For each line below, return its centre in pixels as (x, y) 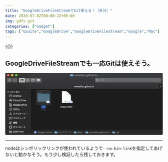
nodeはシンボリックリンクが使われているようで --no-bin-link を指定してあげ (84, 148)
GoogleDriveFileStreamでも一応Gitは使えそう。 (79, 63)
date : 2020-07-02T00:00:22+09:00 (40, 16)
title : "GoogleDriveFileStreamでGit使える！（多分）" (59, 10)
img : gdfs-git (20, 21)
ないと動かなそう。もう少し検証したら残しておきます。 (62, 155)
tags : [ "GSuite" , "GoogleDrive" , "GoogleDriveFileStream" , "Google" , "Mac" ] (82, 32)
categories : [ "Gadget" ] (30, 26)
